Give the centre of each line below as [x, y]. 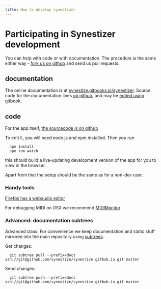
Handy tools [20, 188]
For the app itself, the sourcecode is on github [52, 128]
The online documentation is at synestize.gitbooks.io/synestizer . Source [78, 90]
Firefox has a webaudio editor [35, 198]
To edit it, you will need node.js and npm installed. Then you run [70, 138]
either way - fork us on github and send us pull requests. [62, 63]
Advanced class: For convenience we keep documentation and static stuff [80, 231]
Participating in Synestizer [60, 34]
